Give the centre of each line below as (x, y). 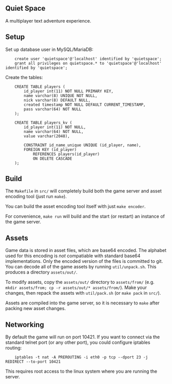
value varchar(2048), (47, 136)
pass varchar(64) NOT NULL (53, 109)
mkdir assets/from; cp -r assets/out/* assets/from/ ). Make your (76, 287)
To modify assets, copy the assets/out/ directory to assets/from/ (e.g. (80, 282)
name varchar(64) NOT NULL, (54, 131)
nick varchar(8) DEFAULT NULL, (57, 100)
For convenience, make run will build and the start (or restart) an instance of (85, 216)
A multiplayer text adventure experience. (48, 21)
